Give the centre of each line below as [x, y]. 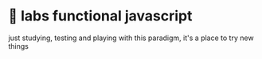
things [19, 46]
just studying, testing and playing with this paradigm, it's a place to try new [131, 38]
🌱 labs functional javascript [100, 16]
